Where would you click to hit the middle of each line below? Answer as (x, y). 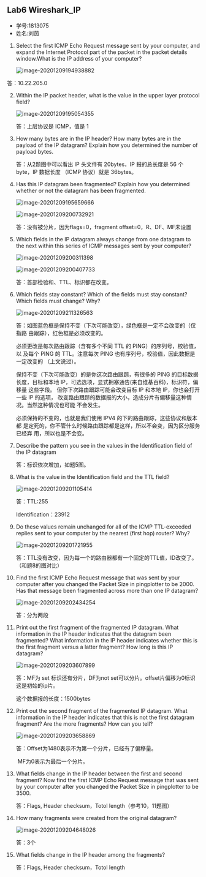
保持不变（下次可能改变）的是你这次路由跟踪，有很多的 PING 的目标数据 (107, 374)
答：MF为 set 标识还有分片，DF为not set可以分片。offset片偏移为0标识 (105, 678)
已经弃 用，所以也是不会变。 (51, 433)
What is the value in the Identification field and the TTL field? (93, 476)
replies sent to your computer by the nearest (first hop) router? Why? (103, 533)
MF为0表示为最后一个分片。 (53, 761)
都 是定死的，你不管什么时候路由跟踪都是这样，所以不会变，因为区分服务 (108, 426)
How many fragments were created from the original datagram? (96, 818)
